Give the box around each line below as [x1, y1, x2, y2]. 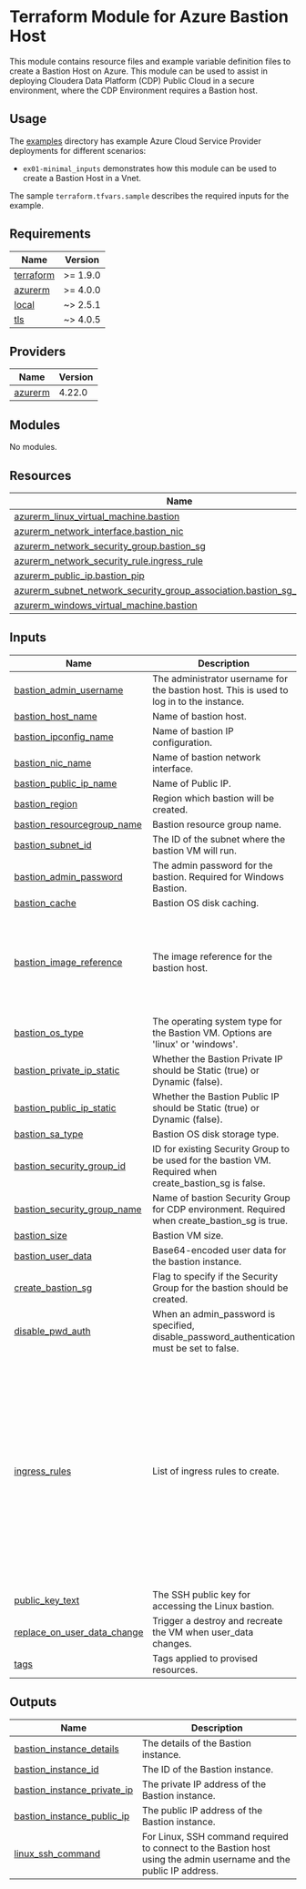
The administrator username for [151, 672, 289, 685]
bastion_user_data [14, 1250, 93, 1262]
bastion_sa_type [14, 1128, 84, 1140]
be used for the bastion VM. [151, 1154, 271, 1167]
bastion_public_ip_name [14, 777, 117, 790]
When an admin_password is [151, 1307, 276, 1320]
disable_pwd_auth [14, 1324, 91, 1337]
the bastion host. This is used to [151, 683, 289, 696]
